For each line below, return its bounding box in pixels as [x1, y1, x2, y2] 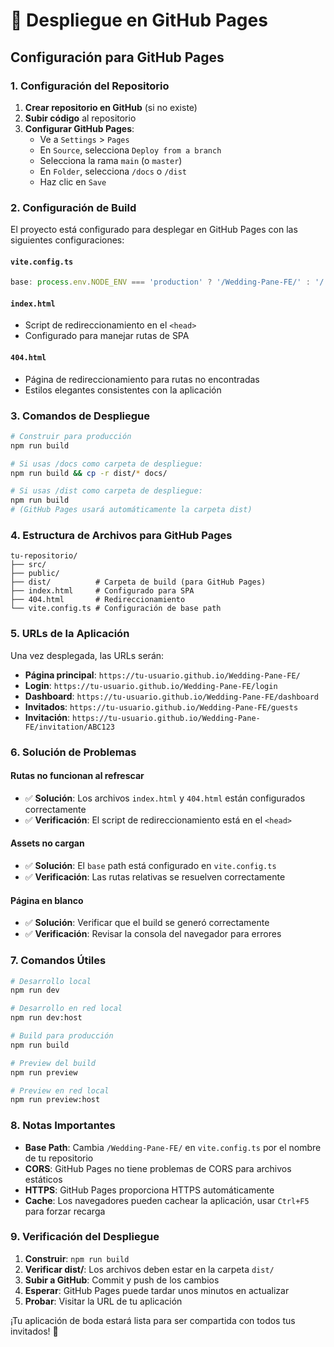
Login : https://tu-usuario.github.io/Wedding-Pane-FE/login [24, 679, 278, 691]
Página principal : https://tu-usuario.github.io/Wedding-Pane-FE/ [24, 669, 301, 681]
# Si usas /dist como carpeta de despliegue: [10, 486, 203, 496]
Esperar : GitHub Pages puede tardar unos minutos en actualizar [24, 1284, 290, 1296]
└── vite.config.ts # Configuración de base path [10, 604, 222, 614]
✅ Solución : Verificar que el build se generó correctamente [24, 917, 270, 929]
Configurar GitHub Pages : [24, 122, 135, 134]
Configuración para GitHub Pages [10, 49, 225, 66]
